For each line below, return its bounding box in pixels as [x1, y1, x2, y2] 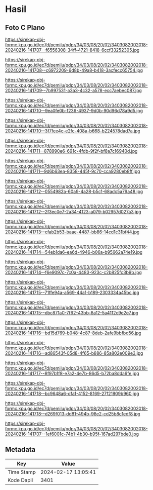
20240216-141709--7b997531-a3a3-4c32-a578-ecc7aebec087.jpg [5, 88, 142, 93]
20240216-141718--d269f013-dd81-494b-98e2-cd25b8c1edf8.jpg [5, 411, 141, 416]
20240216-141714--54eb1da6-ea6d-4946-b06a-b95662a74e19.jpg [5, 249, 143, 255]
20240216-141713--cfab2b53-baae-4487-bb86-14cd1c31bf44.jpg [5, 229, 140, 235]
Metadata [5, 445, 36, 454]
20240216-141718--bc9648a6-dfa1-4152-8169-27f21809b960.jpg [5, 391, 140, 396]
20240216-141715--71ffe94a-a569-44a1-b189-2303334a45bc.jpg [5, 290, 140, 295]
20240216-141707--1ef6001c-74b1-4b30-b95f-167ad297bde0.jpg [5, 431, 139, 437]
